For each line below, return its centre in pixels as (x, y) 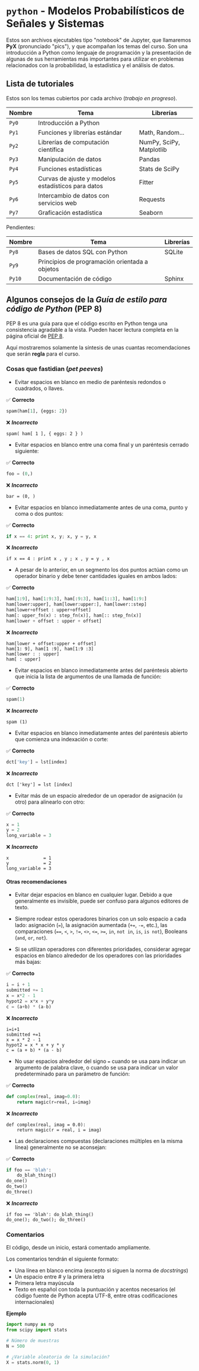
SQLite (174, 252)
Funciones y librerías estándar (80, 132)
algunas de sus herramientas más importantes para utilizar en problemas (95, 59)
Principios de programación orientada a (93, 261)
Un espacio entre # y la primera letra (60, 1277)
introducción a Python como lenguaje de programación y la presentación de (99, 52)
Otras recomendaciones (36, 881)
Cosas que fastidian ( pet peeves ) (55, 369)
